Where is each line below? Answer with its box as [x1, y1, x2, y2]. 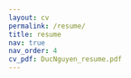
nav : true [8, 38, 46, 48]
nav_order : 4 [8, 47, 58, 56]
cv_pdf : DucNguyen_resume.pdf [8, 55, 123, 64]
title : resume [8, 30, 62, 39]
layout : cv [8, 13, 50, 22]
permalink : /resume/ [8, 22, 87, 30]
